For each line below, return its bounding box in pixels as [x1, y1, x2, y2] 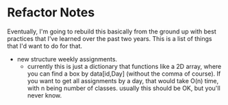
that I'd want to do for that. [7, 42, 82, 50]
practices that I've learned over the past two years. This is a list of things [7, 34, 212, 42]
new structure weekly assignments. [16, 55, 118, 63]
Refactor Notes [7, 5, 95, 20]
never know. [27, 91, 62, 100]
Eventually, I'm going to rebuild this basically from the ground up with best [7, 27, 217, 35]
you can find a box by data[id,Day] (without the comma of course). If [27, 70, 221, 78]
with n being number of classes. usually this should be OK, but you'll [27, 84, 220, 92]
